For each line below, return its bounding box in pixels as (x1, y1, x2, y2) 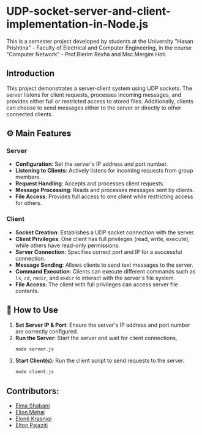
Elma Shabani (15, 402, 50, 409)
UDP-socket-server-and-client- (6, 4, 171, 18)
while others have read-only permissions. (15, 242, 121, 249)
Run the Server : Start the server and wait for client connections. (15, 334, 178, 341)
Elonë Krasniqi (15, 415, 52, 423)
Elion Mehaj (15, 409, 45, 416)
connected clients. (6, 110, 53, 117)
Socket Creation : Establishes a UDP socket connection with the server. (15, 228, 195, 236)
